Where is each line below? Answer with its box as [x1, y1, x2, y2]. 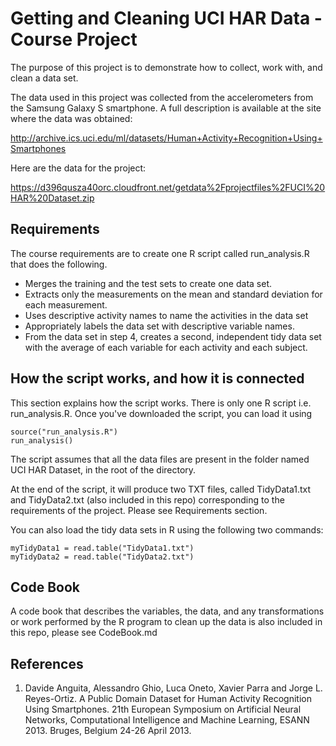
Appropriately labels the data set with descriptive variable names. [24, 320, 295, 332]
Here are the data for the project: [10, 162, 147, 174]
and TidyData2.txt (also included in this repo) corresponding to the [10, 493, 285, 506]
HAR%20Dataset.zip [10, 192, 95, 204]
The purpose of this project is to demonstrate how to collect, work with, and [10, 61, 323, 73]
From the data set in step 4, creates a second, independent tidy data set [24, 330, 322, 342]
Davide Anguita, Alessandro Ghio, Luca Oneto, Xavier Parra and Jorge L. [24, 682, 323, 694]
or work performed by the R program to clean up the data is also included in [10, 616, 323, 628]
